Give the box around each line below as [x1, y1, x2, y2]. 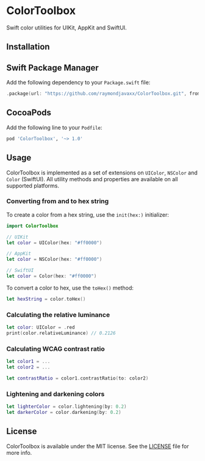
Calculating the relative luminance [6, 310, 110, 319]
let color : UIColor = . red [6, 324, 75, 331]
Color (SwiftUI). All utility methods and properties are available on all [6, 175, 178, 182]
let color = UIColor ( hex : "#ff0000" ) [6, 239, 103, 245]
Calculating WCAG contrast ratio [6, 344, 105, 353]
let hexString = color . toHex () [6, 296, 86, 302]
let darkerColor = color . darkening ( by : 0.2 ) [6, 409, 121, 415]
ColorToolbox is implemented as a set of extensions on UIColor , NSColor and [6, 169, 198, 176]
